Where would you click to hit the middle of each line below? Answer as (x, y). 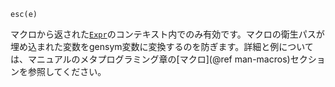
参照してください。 (67, 71)
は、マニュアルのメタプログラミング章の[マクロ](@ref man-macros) (150, 59)
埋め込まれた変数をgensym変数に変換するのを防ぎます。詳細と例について (162, 46)
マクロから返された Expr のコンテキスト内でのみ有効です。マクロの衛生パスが (167, 34)
